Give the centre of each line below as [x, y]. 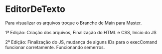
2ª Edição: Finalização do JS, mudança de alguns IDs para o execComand [81, 42]
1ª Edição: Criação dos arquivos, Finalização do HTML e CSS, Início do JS [81, 32]
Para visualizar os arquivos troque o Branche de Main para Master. [74, 23]
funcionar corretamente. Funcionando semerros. [55, 47]
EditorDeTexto [35, 9]
